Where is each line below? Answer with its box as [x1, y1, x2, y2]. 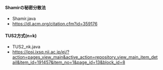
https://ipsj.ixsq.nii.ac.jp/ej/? [12, 49, 70, 55]
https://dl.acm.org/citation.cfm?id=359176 [12, 21, 98, 27]
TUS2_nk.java [12, 44, 41, 50]
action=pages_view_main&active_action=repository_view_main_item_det [12, 54, 158, 60]
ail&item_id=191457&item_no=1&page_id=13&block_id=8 [12, 59, 125, 66]
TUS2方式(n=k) [5, 32, 37, 39]
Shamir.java [12, 16, 36, 22]
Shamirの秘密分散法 [5, 4, 46, 10]
